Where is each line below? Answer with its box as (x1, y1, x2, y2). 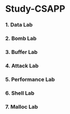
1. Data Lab (5, 21, 33, 28)
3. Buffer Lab (5, 48, 38, 55)
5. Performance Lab (5, 76, 55, 83)
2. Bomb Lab (5, 35, 37, 42)
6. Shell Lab (5, 90, 34, 97)
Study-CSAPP (5, 3, 65, 15)
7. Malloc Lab (5, 103, 38, 110)
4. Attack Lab (5, 62, 39, 69)
